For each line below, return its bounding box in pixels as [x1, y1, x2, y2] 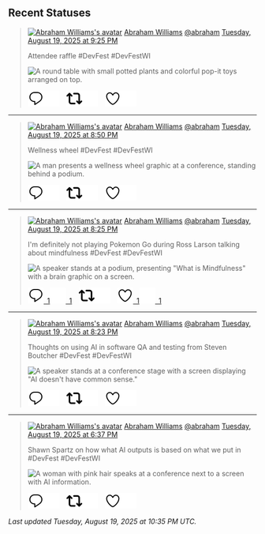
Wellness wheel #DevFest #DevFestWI [27, 145, 153, 155]
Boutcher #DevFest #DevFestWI [27, 351, 132, 360]
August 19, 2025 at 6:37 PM [27, 430, 118, 439]
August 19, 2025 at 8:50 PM [27, 130, 118, 139]
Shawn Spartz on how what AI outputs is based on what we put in [27, 445, 242, 454]
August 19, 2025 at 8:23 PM [27, 327, 118, 337]
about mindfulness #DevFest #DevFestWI [27, 248, 163, 258]
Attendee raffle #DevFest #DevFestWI [27, 51, 151, 60]
